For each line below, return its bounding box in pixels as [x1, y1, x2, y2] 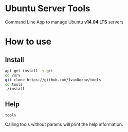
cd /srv [5, 73, 21, 78]
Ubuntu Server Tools [5, 3, 91, 14]
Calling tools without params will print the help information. [5, 121, 123, 127]
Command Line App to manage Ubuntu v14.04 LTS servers [5, 19, 124, 25]
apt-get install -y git [5, 68, 54, 73]
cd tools [5, 82, 23, 87]
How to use [5, 36, 52, 47]
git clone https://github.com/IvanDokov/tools [5, 77, 101, 82]
